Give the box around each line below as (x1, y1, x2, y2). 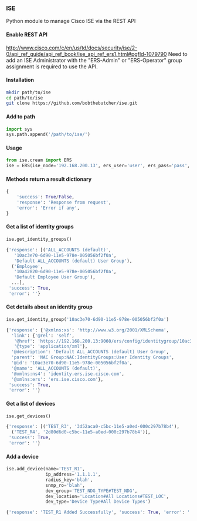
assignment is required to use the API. (6, 63, 98, 70)
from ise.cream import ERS (6, 157, 72, 163)
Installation (6, 77, 34, 84)
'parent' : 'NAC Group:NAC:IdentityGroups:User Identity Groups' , (11, 354, 175, 360)
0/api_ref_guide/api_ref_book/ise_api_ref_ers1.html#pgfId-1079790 (6, 50, 167, 57)
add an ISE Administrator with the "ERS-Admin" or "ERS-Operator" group (6, 57, 182, 64)
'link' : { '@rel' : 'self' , (11, 333, 75, 339)
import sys (6, 126, 33, 132)
